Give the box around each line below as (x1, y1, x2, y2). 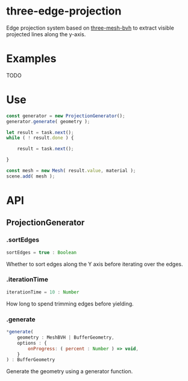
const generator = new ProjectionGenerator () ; (6, 113, 125, 119)
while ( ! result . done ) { (6, 135, 74, 141)
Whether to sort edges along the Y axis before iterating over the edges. (6, 260, 183, 267)
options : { (17, 340, 47, 346)
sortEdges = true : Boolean (6, 249, 77, 255)
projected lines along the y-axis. (6, 30, 86, 37)
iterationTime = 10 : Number (6, 289, 80, 295)
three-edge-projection (6, 4, 122, 18)
